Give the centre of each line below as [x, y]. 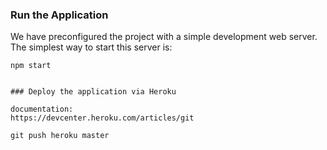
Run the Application [59, 15]
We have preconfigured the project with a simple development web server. [164, 37]
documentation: [42, 109]
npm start [31, 66]
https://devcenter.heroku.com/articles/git [102, 118]
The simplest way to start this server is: [91, 47]
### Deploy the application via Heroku [93, 92]
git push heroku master [60, 136]
